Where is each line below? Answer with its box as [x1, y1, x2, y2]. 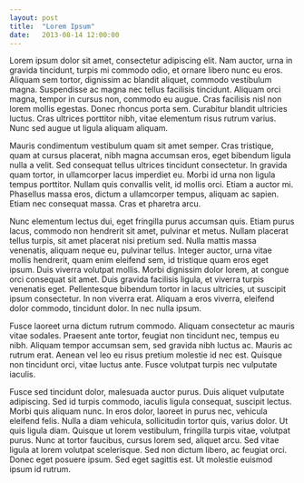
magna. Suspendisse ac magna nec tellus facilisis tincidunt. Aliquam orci [9, 84, 281, 96]
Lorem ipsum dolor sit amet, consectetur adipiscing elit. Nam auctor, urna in [9, 55, 293, 66]
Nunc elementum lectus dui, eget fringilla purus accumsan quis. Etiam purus [9, 216, 295, 227]
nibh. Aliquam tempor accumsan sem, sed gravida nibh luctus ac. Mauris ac [9, 340, 293, 351]
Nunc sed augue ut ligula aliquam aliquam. [9, 123, 169, 134]
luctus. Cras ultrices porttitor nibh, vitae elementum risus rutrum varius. [9, 113, 277, 124]
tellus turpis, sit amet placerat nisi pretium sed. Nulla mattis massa [9, 236, 257, 247]
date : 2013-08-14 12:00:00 [9, 30, 120, 39]
